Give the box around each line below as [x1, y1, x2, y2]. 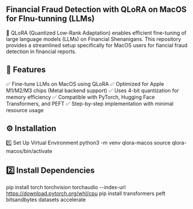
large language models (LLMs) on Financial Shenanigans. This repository [6, 35, 181, 43]
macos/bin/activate [6, 148, 52, 155]
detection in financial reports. [6, 48, 77, 55]
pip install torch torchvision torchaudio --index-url [6, 184, 126, 191]
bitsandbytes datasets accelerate [6, 196, 86, 203]
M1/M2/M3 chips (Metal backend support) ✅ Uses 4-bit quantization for [6, 87, 179, 94]
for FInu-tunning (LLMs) [6, 14, 95, 24]
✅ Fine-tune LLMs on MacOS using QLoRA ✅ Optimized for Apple [6, 80, 164, 87]
